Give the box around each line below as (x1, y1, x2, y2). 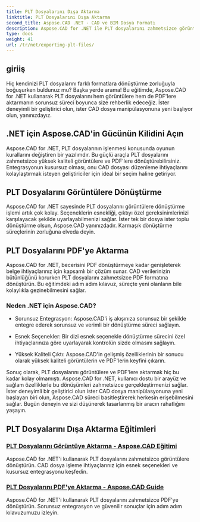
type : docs (6, 31, 33, 37)
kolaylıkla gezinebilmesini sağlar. (6, 287, 86, 294)
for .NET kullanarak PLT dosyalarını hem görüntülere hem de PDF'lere (6, 92, 177, 100)
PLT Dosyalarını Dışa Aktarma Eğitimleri (6, 424, 157, 434)
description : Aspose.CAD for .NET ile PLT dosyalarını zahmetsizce (6, 25, 177, 32)
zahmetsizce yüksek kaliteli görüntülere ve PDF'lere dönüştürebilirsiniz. (6, 157, 182, 164)
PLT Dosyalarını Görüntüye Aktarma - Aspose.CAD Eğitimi (6, 442, 177, 450)
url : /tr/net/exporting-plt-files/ (6, 42, 95, 48)
